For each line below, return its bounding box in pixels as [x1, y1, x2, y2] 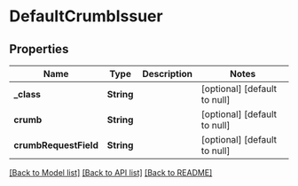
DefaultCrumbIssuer [9, 6, 163, 27]
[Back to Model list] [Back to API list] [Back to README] [9, 167, 213, 178]
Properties [9, 42, 69, 57]
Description [141, 68, 193, 80]
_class [13, 89, 42, 100]
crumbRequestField [13, 139, 99, 151]
